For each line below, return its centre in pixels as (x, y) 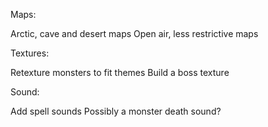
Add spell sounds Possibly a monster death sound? (116, 111)
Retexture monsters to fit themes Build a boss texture (120, 72)
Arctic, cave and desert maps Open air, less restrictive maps (134, 33)
